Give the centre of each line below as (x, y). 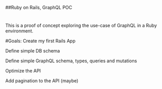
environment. (19, 31)
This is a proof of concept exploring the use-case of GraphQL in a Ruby (81, 26)
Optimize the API (23, 71)
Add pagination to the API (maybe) (42, 81)
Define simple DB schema (33, 51)
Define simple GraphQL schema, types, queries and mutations (71, 61)
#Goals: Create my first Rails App (40, 41)
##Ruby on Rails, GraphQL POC (39, 7)
